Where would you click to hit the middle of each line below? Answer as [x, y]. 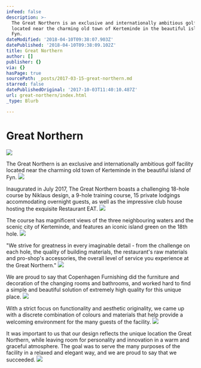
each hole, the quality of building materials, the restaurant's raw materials [97, 252]
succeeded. [21, 360]
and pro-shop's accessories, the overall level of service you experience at [98, 258]
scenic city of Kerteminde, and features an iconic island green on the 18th [97, 227]
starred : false [25, 85]
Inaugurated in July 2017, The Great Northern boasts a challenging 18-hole [98, 189]
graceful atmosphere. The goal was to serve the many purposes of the [93, 346]
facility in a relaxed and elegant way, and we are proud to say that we [92, 352]
